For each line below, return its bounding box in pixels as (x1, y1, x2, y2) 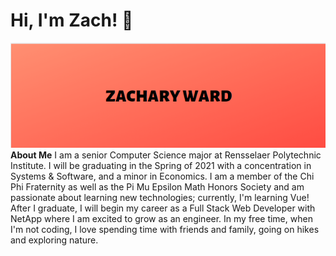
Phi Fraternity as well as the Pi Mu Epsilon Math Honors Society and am (10, 180, 305, 193)
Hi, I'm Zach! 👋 (10, 9, 134, 32)
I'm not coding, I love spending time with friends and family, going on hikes (10, 223, 320, 235)
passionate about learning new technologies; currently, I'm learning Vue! (10, 191, 310, 203)
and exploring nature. (10, 234, 99, 246)
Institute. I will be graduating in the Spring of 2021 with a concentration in (10, 159, 312, 171)
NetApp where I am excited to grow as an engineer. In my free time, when (10, 212, 313, 224)
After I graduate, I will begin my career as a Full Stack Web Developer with (10, 202, 316, 214)
